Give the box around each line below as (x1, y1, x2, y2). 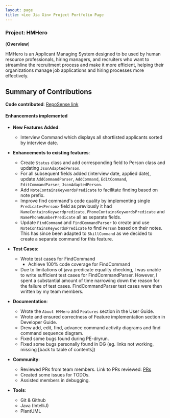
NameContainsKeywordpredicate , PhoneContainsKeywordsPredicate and (20, 208, 165, 214)
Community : (12, 356, 40, 362)
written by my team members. (20, 288, 84, 294)
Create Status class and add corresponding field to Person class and (20, 160, 165, 166)
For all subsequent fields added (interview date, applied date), (20, 170, 151, 176)
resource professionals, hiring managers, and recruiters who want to (5, 56, 150, 62)
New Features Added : (12, 124, 60, 130)
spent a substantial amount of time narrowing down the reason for (20, 277, 160, 284)
